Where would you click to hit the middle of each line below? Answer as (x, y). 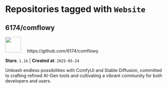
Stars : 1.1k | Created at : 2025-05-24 (42, 60)
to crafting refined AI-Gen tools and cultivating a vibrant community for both (84, 75)
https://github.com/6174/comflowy (63, 51)
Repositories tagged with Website (75, 9)
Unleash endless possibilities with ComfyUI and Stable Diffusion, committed (83, 70)
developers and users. (28, 81)
